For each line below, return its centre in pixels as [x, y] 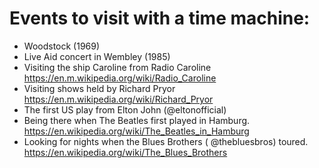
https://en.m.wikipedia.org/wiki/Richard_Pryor [118, 99]
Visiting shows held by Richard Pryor [99, 88]
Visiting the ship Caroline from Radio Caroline [117, 67]
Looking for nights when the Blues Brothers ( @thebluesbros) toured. [166, 141]
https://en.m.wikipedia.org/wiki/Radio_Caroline [120, 78]
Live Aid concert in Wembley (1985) [97, 56]
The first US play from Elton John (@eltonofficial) [125, 109]
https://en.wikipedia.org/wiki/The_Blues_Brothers [125, 152]
